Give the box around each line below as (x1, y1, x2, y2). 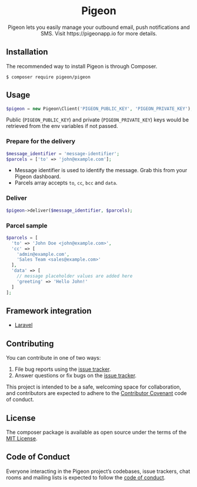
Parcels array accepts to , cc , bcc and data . (14, 179, 118, 186)
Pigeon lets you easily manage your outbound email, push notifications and (8, 24, 190, 31)
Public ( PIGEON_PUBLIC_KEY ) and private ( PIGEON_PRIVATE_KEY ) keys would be (6, 116, 189, 123)
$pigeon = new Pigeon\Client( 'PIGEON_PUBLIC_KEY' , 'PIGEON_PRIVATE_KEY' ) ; (6, 106, 193, 111)
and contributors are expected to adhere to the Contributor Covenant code (6, 390, 187, 397)
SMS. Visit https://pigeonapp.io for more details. (40, 29, 158, 37)
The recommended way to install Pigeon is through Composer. (6, 62, 158, 70)
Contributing (6, 338, 54, 348)
